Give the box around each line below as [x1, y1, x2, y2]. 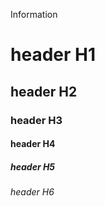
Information [10, 9, 58, 20]
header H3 [10, 113, 63, 127]
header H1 [10, 44, 96, 66]
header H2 [10, 83, 78, 100]
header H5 [10, 160, 56, 173]
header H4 [10, 138, 56, 150]
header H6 [10, 186, 55, 198]
